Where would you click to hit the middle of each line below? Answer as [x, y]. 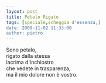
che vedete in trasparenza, [38, 68]
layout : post [22, 11]
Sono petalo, [21, 50]
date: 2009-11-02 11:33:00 [39, 28]
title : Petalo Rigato [33, 17]
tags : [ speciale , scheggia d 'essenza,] [53, 22]
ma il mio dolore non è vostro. [42, 75]
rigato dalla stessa [28, 56]
